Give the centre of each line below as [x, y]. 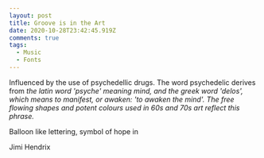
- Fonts [29, 60]
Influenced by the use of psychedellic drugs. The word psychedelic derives [132, 82]
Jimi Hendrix [30, 147]
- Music [29, 52]
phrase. [21, 116]
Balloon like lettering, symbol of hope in [74, 131]
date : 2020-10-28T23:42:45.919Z [62, 30]
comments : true [34, 38]
